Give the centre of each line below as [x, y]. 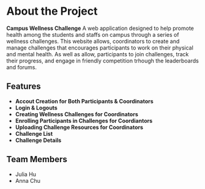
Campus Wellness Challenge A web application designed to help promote [100, 28]
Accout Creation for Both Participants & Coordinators [84, 101]
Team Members [37, 159]
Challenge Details [38, 140]
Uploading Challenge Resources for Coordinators [79, 127]
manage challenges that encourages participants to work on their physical [100, 48]
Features [24, 87]
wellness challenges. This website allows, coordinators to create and [93, 41]
